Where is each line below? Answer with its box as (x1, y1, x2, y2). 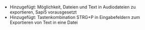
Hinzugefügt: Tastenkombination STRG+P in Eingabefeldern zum (9, 15, 140, 20)
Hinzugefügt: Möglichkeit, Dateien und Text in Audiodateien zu (9, 4, 136, 10)
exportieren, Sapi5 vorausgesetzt (9, 9, 77, 15)
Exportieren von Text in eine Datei (9, 19, 78, 25)
